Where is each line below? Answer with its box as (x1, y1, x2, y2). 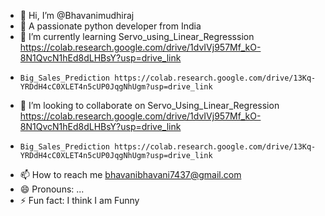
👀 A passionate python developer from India (19, 20, 202, 32)
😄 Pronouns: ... (19, 183, 85, 195)
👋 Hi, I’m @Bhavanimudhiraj (19, 10, 135, 21)
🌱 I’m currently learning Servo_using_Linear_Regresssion (19, 31, 255, 42)
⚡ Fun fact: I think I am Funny (19, 195, 140, 206)
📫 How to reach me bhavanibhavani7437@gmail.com (19, 169, 242, 180)
